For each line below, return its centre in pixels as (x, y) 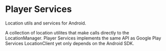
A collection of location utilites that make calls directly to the (67, 32)
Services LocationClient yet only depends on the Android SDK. (70, 43)
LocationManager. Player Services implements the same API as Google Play (83, 38)
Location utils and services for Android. (46, 23)
